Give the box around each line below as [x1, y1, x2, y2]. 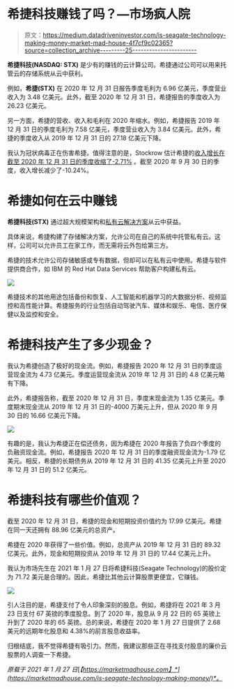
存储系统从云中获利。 [25, 69, 87, 77]
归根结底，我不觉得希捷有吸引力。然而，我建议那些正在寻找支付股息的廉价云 [7, 642, 227, 650]
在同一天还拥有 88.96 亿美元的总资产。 [7, 525, 120, 534]
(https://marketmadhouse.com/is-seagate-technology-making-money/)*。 [7, 674, 223, 682]
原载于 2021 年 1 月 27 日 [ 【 [7, 665, 84, 674]
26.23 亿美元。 [7, 101, 50, 110]
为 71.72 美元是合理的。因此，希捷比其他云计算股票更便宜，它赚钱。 [7, 572, 203, 581]
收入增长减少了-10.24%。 [19, 165, 93, 175]
